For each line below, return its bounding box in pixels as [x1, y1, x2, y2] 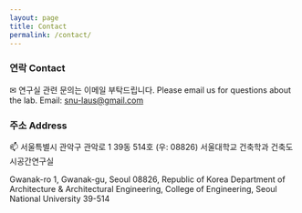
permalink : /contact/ [9, 30, 92, 39]
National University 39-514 [9, 193, 110, 204]
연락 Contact [9, 62, 66, 75]
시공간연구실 [9, 156, 55, 167]
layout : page [9, 13, 59, 23]
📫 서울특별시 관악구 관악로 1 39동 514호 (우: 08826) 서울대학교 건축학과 [9, 141, 269, 152]
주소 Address [9, 119, 68, 132]
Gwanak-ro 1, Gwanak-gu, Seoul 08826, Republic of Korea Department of [9, 174, 286, 185]
